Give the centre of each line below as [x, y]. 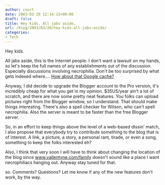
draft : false [18, 19]
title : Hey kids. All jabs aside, [41, 23]
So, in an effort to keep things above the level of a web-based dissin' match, [82, 126]
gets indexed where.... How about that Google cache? [60, 76]
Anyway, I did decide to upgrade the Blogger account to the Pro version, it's [82, 86]
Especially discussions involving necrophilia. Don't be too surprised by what [82, 71]
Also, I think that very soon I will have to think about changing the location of [82, 152]
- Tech [12, 37]
